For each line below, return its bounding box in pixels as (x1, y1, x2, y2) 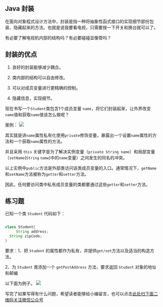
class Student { (5, 225, 36, 230)
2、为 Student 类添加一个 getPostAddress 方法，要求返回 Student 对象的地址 (5, 264, 157, 270)
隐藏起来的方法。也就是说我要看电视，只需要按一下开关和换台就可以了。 (13, 24, 158, 30)
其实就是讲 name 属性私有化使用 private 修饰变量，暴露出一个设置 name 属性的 (5, 132, 153, 138)
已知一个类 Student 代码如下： (5, 211, 65, 217)
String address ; (16, 229, 49, 234)
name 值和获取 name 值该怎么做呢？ (5, 111, 69, 118)
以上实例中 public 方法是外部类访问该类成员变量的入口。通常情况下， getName (5, 165, 157, 171)
